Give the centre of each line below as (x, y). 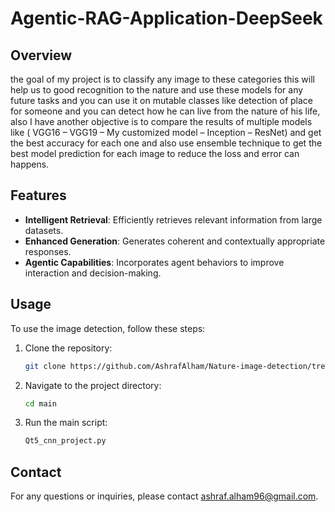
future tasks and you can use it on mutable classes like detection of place (161, 100)
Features (38, 195)
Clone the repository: (68, 348)
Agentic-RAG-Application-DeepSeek (166, 18)
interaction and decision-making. (93, 273)
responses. (48, 251)
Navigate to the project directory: (93, 385)
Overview (41, 55)
